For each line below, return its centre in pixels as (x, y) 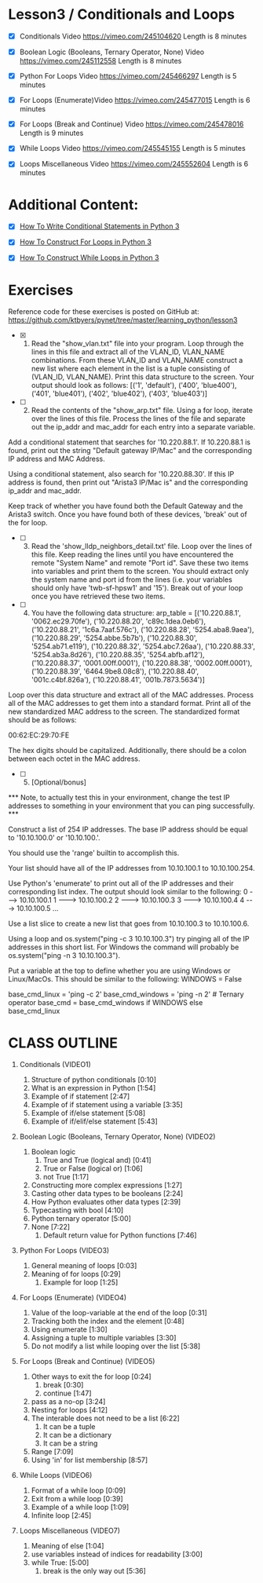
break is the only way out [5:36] (95, 1571)
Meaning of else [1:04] (68, 1546)
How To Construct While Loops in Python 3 (89, 258)
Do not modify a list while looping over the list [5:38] (116, 1346)
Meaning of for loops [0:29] (76, 1274)
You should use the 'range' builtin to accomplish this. (94, 853)
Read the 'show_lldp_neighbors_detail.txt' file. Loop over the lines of (142, 547)
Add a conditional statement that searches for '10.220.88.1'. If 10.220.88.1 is (130, 442)
